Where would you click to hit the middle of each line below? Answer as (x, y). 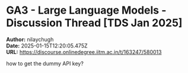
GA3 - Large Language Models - (86, 10)
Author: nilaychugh (30, 39)
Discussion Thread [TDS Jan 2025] (94, 23)
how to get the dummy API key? (45, 64)
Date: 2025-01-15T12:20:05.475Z (47, 46)
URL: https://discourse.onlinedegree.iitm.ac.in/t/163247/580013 (84, 52)
